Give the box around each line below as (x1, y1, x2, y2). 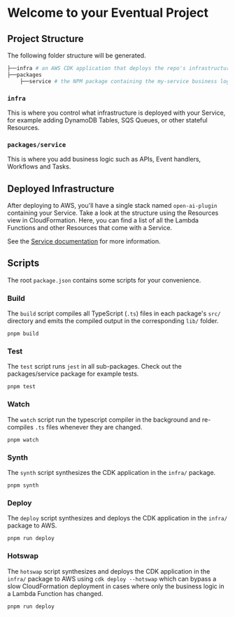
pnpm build (7, 330, 39, 337)
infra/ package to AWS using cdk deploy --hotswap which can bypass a (7, 574, 217, 583)
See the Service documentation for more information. (7, 237, 161, 246)
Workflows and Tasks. (7, 162, 71, 171)
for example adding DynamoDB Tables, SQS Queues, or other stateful (7, 115, 208, 124)
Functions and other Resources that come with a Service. (7, 224, 173, 232)
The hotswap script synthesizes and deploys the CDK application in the (7, 567, 211, 575)
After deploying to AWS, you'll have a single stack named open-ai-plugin (7, 201, 218, 210)
